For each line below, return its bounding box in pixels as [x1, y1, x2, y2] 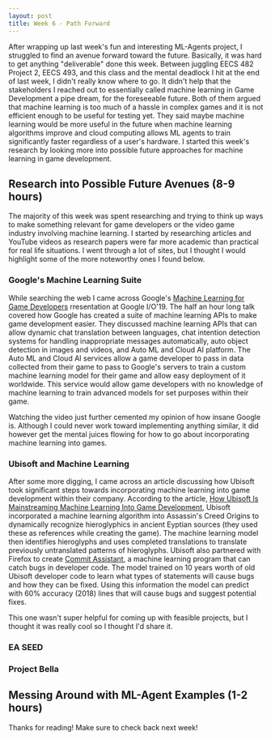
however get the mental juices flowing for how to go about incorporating [8, 429, 250, 438]
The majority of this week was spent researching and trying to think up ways [8, 212, 264, 221]
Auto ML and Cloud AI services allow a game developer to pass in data [8, 353, 244, 363]
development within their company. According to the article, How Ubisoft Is [8, 494, 259, 503]
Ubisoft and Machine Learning [8, 458, 129, 469]
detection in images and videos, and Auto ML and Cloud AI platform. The [8, 344, 251, 354]
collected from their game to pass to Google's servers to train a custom [8, 361, 247, 371]
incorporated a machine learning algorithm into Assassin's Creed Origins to [8, 511, 260, 520]
